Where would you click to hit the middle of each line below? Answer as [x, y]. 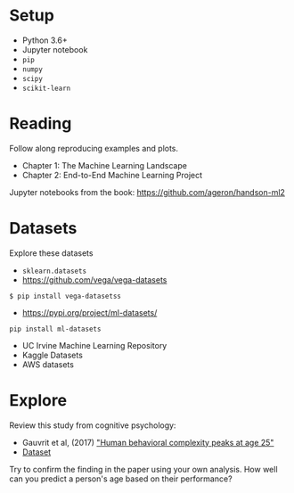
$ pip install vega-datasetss [65, 296]
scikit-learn [46, 88]
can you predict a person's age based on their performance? [121, 479]
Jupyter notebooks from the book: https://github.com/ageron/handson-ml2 [147, 192]
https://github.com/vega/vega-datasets [94, 279]
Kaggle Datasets [52, 355]
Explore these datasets [51, 253]
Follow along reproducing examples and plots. [94, 148]
